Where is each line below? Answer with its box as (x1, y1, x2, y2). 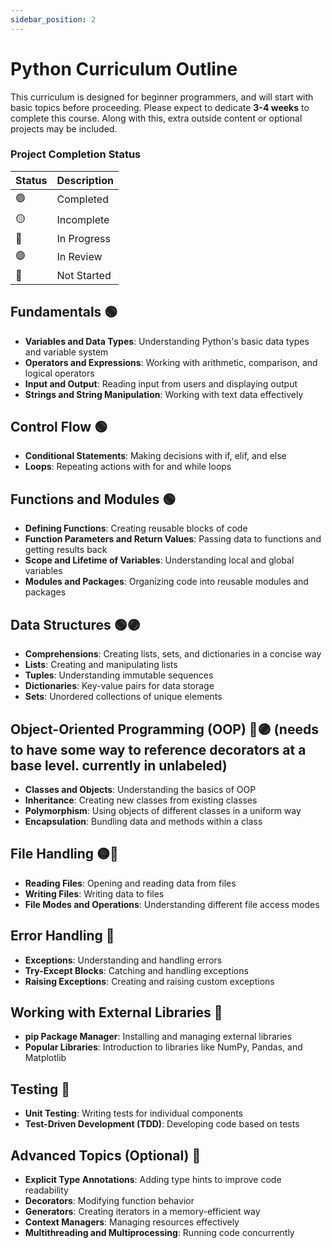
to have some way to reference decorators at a (10, 741, 307, 758)
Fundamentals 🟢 (10, 304, 118, 321)
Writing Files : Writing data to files (24, 887, 165, 900)
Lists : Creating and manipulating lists (24, 659, 178, 671)
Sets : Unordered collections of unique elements (24, 691, 223, 703)
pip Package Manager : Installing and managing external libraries (24, 1031, 293, 1043)
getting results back (24, 544, 108, 556)
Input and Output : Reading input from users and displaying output (24, 377, 298, 390)
